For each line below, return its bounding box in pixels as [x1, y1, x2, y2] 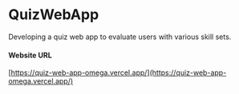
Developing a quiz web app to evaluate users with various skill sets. [8, 32, 232, 41]
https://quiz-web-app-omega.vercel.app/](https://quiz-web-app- [10, 68, 227, 77]
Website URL [8, 50, 52, 60]
